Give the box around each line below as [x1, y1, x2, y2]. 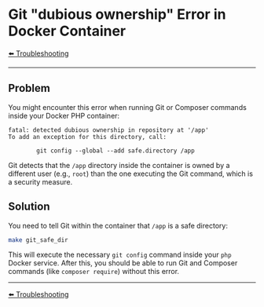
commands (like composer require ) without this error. [8, 267, 179, 276]
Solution [8, 200, 50, 214]
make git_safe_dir [8, 236, 68, 244]
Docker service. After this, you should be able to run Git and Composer [8, 258, 238, 268]
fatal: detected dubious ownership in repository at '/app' [8, 126, 210, 134]
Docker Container [8, 22, 126, 40]
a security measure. [8, 177, 73, 186]
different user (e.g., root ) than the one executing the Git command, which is [8, 169, 254, 178]
